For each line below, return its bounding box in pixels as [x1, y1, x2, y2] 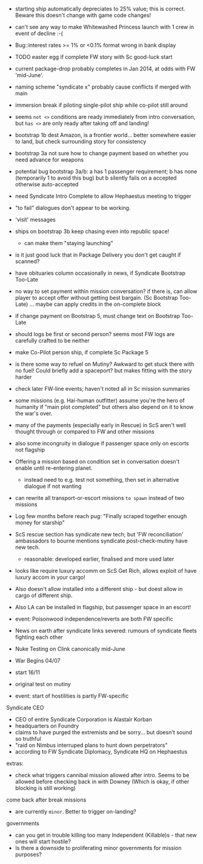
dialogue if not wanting [24, 482, 82, 490]
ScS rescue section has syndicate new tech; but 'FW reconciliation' [15, 531, 184, 538]
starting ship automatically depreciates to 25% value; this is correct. [15, 5, 185, 12]
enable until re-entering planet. [15, 464, 93, 471]
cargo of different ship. [15, 592, 73, 599]
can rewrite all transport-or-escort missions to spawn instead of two [15, 494, 185, 501]
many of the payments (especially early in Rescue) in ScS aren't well [15, 422, 186, 428]
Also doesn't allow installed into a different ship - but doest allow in [15, 586, 183, 592]
